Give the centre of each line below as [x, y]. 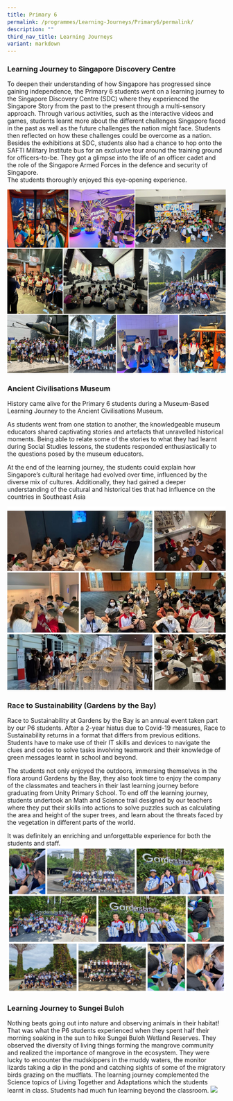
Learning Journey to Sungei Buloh [66, 1008]
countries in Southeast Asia [46, 497]
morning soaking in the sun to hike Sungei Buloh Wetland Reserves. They [112, 1038]
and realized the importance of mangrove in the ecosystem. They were [109, 1052]
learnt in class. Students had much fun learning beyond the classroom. [108, 1090]
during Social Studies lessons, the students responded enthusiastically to [112, 447]
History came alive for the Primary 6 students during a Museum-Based [108, 404]
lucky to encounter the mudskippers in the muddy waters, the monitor [107, 1060]
